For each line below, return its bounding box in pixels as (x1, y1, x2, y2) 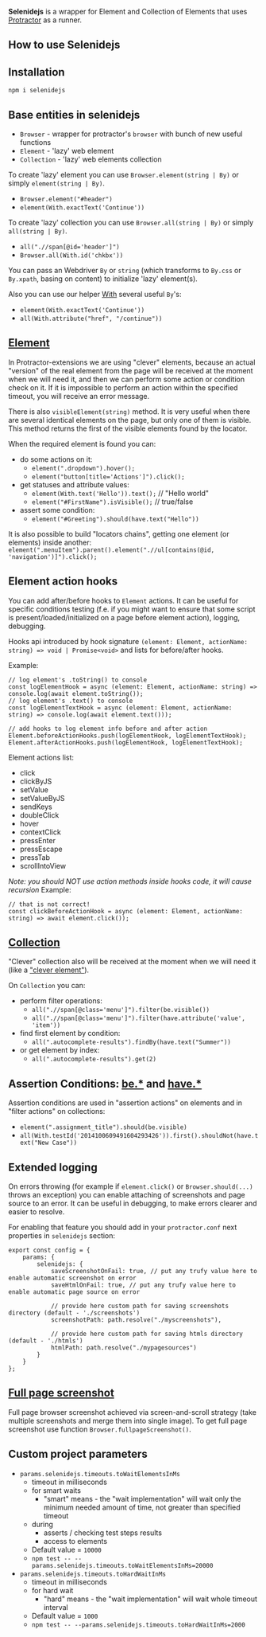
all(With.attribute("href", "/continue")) (19, 315, 163, 323)
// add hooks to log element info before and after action (8, 725, 208, 733)
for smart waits (31, 1485, 82, 1495)
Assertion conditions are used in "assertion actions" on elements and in (8, 1098, 243, 1108)
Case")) (52, 1139, 78, 1147)
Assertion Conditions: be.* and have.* (8, 1076, 202, 1090)
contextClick (19, 827, 61, 837)
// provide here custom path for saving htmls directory (50, 1330, 244, 1338)
